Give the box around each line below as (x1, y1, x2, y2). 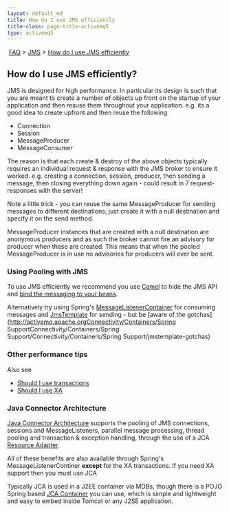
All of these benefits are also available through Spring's (7, 454, 164, 462)
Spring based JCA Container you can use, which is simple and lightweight (7, 489, 217, 498)
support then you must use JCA (7, 469, 98, 477)
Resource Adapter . (7, 440, 60, 449)
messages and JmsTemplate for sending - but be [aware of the (7, 311, 186, 319)
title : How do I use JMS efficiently (7, 17, 116, 23)
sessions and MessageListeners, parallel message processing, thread (7, 426, 205, 434)
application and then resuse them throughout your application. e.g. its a (7, 101, 210, 110)
